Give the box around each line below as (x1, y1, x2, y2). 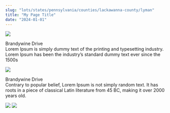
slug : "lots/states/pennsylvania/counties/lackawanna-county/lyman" (5, 7, 155, 13)
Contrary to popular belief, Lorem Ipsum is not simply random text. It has (5, 82, 159, 88)
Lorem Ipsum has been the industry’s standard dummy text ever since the (5, 52, 161, 58)
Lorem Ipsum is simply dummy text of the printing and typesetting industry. (5, 46, 164, 52)
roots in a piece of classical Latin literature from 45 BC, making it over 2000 (5, 87, 165, 94)
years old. (5, 93, 27, 99)
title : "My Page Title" (5, 12, 56, 17)
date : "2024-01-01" (5, 17, 47, 22)
